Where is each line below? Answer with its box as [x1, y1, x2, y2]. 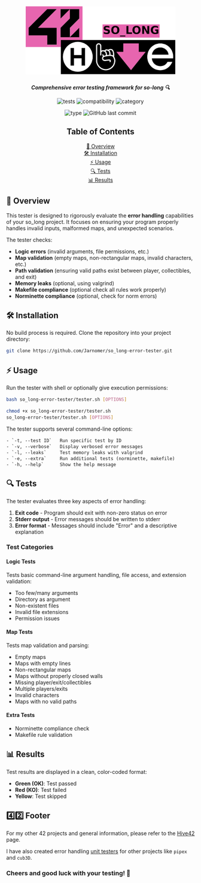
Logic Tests [6, 558, 36, 566]
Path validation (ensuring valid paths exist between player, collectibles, [14, 267, 191, 274]
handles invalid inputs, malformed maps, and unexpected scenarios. [6, 225, 175, 232]
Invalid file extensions [14, 608, 69, 615]
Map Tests [6, 628, 33, 636]
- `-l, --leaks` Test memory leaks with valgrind [6, 449, 144, 455]
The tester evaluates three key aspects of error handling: [6, 497, 147, 504]
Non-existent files [14, 602, 59, 609]
